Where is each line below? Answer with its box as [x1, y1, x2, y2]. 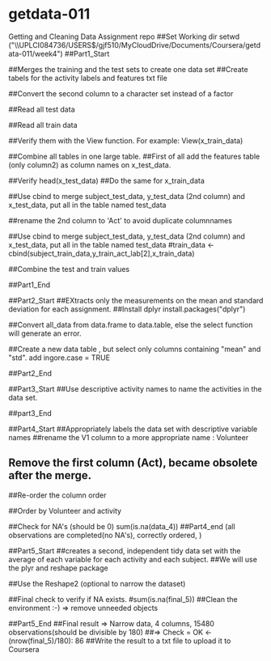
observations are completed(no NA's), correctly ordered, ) [8, 530, 202, 540]
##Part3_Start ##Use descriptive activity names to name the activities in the [8, 383, 262, 393]
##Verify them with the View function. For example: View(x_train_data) [8, 135, 243, 146]
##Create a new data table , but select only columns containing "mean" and [8, 344, 261, 354]
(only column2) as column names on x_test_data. [8, 159, 171, 170]
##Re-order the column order [8, 490, 107, 500]
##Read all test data [8, 104, 75, 114]
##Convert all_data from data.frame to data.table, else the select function [8, 320, 253, 329]
